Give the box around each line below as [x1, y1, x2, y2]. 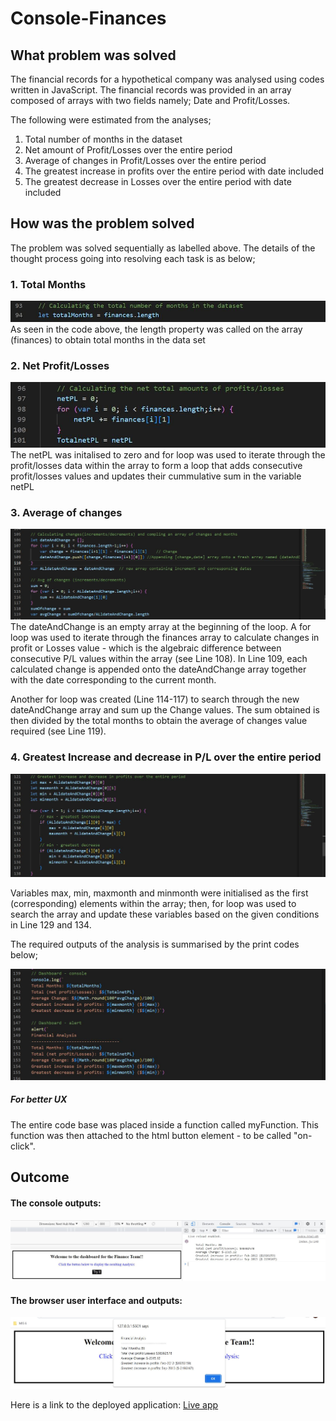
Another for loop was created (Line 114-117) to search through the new [10, 693, 300, 706]
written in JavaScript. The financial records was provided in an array [10, 84, 292, 96]
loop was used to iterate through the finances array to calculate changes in [10, 632, 320, 644]
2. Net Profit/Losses [10, 358, 110, 372]
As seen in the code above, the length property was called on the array [10, 323, 303, 335]
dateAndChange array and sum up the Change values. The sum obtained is [10, 704, 320, 716]
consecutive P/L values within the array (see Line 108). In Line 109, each [10, 653, 308, 665]
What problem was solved [10, 47, 177, 64]
